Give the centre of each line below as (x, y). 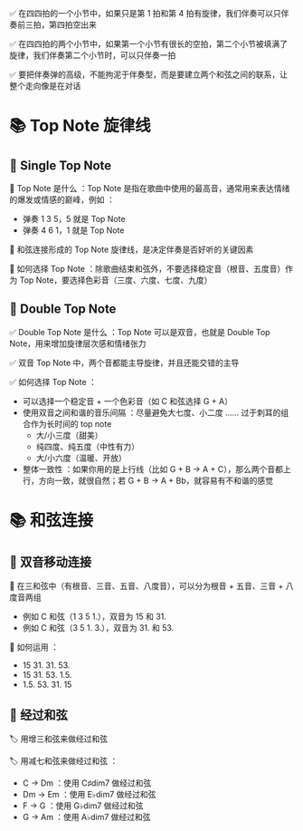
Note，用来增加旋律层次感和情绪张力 (78, 343)
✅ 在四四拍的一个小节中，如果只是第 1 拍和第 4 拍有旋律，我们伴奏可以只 (146, 13)
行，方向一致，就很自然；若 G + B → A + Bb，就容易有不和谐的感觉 (148, 480)
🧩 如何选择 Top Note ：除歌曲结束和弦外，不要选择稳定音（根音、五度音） (147, 269)
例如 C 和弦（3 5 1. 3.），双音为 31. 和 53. (98, 627)
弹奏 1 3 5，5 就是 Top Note (74, 219)
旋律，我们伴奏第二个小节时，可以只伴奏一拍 (93, 55)
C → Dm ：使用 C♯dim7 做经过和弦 (87, 783)
